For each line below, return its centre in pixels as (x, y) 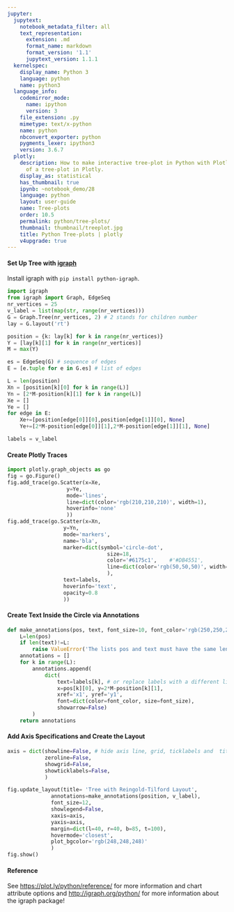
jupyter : (20, 14)
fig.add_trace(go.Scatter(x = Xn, (54, 522)
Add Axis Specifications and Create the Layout (76, 736)
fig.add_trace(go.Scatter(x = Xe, (54, 482)
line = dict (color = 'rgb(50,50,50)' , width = (168, 567)
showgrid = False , (68, 764)
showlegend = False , (78, 809)
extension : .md (48, 40)
